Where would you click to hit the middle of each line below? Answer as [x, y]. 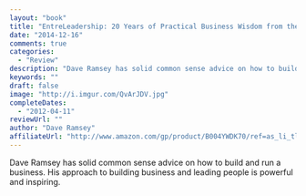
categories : [32, 52]
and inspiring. [35, 181]
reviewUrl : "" [36, 119]
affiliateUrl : [36, 137]
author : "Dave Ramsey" [52, 129]
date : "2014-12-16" [46, 35]
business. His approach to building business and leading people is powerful [151, 172]
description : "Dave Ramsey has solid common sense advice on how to [142, 69]
